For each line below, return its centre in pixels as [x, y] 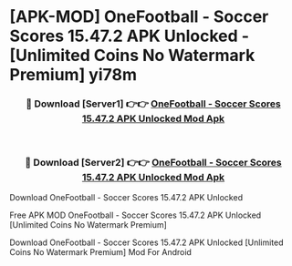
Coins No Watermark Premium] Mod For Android [100, 251]
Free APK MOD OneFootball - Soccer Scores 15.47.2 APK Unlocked [136, 215]
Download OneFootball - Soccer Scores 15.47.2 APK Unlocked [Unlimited [147, 242]
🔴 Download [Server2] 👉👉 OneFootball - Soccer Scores [153, 163]
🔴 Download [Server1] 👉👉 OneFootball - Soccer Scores [153, 104]
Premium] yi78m [73, 75]
